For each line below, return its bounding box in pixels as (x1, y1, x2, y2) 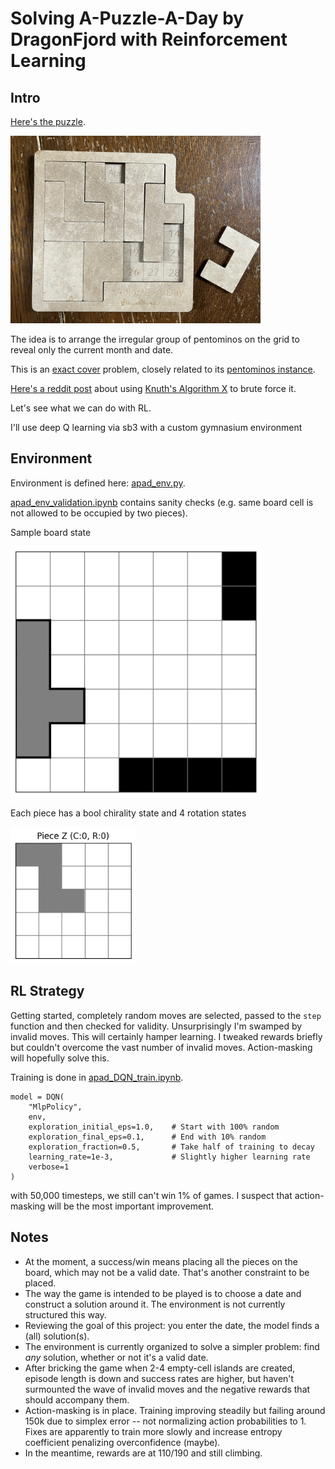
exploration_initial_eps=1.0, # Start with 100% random (28, 1122, 280, 1132)
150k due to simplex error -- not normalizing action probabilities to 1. (24, 1415, 307, 1427)
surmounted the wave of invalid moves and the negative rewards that (24, 1383, 311, 1395)
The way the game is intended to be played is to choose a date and (24, 1287, 302, 1299)
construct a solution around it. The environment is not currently (24, 1298, 286, 1310)
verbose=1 (28, 1162, 70, 1172)
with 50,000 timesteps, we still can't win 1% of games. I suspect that (10, 1189, 293, 1201)
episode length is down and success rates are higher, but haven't (24, 1372, 295, 1384)
